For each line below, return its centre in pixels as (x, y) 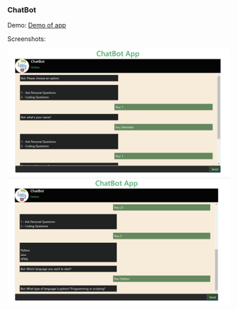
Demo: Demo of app (37, 25)
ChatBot (22, 10)
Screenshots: (27, 39)
